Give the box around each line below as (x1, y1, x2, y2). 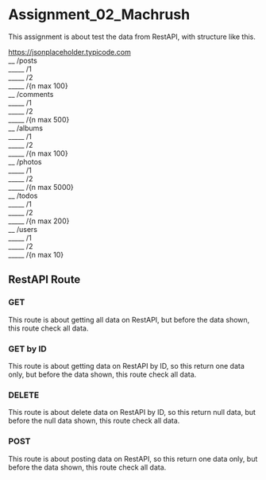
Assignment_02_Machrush (8, 6, 191, 24)
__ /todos (8, 191, 38, 200)
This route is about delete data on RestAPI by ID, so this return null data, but (8, 408, 256, 417)
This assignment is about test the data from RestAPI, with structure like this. (8, 32, 256, 41)
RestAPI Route (8, 273, 81, 287)
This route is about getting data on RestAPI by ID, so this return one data (8, 361, 245, 370)
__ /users (8, 224, 38, 234)
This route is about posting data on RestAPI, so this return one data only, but (8, 454, 258, 463)
